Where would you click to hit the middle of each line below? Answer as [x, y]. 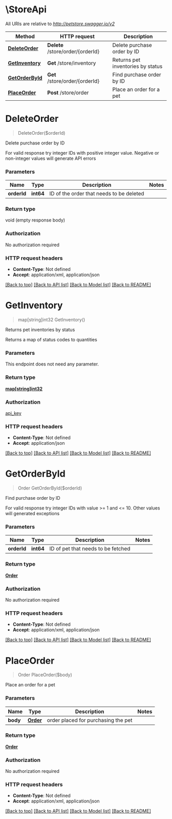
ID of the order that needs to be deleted [97, 194]
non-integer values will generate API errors [51, 158]
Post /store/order [68, 93]
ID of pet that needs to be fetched [90, 549]
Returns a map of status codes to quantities [51, 340]
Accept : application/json [39, 443]
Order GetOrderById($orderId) [50, 488]
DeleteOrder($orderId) [41, 133]
